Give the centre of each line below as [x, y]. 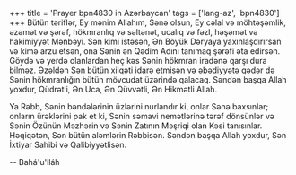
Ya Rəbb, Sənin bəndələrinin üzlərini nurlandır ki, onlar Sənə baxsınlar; [139, 106]
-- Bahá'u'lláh [35, 162]
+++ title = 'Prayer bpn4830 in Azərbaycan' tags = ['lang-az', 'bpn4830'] [144, 13]
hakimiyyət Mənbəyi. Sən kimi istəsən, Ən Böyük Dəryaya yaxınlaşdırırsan [145, 41]
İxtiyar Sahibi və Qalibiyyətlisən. [68, 144]
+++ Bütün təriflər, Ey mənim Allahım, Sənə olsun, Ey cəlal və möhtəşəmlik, [148, 22]
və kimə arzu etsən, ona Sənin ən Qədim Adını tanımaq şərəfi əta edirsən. [145, 51]
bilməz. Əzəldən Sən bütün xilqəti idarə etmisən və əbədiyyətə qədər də [142, 70]
